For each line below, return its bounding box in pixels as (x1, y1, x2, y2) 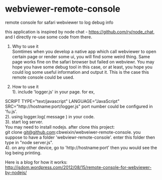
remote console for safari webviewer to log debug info (5, 19, 113, 25)
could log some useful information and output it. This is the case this (12, 69, 149, 75)
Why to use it (12, 43, 39, 49)
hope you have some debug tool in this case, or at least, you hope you (12, 64, 153, 70)
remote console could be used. (12, 74, 74, 80)
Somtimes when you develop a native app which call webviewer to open (12, 49, 157, 54)
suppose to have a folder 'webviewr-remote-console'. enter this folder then (5, 134, 155, 140)
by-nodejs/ (5, 169, 27, 175)
